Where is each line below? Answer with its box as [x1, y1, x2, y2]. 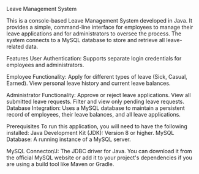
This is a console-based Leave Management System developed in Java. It [6, 17, 193, 24]
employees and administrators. [6, 61, 84, 68]
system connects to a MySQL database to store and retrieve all [6, 37, 165, 43]
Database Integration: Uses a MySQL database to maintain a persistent [6, 104, 185, 112]
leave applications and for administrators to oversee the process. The [6, 30, 182, 37]
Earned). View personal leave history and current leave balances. [6, 79, 171, 87]
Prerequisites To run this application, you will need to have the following [6, 123, 188, 130]
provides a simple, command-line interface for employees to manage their [6, 24, 193, 31]
